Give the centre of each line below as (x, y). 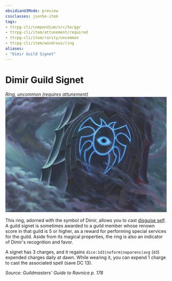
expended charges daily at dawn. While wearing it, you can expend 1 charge (86, 257)
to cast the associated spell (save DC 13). (49, 263)
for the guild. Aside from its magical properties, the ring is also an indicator (84, 237)
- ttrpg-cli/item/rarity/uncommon (42, 38)
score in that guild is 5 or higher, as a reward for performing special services (86, 231)
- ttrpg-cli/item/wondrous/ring (40, 44)
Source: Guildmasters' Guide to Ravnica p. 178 (54, 273)
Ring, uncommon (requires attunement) (47, 94)
